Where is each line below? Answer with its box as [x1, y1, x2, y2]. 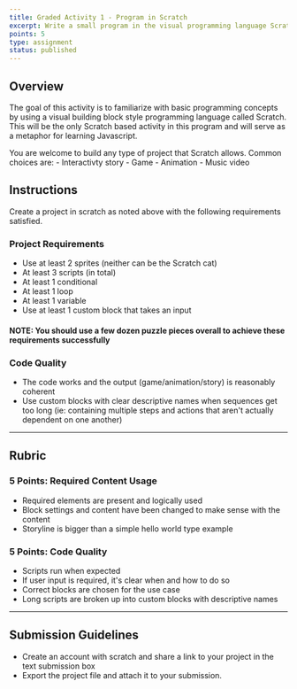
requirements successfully [9, 334, 110, 345]
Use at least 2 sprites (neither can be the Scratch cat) [21, 258, 218, 268]
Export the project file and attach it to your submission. [21, 670, 223, 680]
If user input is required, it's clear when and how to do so [21, 575, 230, 585]
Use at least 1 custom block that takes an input [21, 305, 192, 315]
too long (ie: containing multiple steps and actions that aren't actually [21, 405, 274, 415]
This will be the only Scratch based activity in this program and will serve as [9, 120, 286, 131]
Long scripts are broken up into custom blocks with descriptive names [21, 593, 278, 604]
